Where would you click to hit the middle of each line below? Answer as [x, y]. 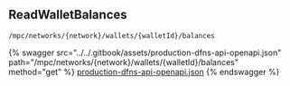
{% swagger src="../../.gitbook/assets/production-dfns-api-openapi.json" [145, 53]
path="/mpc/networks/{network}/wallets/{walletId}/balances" [123, 62]
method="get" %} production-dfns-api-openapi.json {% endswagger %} [144, 72]
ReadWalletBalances [68, 15]
